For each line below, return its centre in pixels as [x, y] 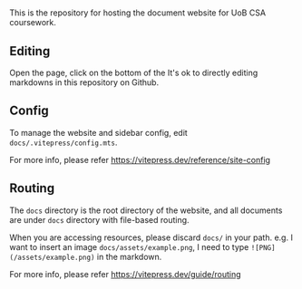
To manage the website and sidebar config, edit [98, 132]
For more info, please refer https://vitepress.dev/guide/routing [126, 274]
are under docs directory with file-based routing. [99, 219]
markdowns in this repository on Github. [84, 82]
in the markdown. [129, 256]
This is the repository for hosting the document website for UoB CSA [137, 13]
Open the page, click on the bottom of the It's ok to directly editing [134, 72]
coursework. [33, 23]
